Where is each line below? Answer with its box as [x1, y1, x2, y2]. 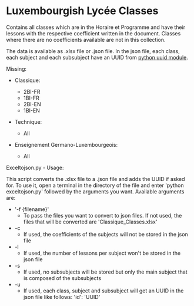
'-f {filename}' [14, 205, 49, 213]
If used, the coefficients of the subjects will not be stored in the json [23, 231, 188, 238]
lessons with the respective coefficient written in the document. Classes [6, 29, 181, 37]
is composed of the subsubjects [23, 274, 102, 281]
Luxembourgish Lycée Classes [6, 4, 159, 18]
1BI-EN [23, 107, 40, 114]
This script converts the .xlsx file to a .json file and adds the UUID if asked [6, 175, 185, 182]
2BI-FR [23, 88, 41, 95]
